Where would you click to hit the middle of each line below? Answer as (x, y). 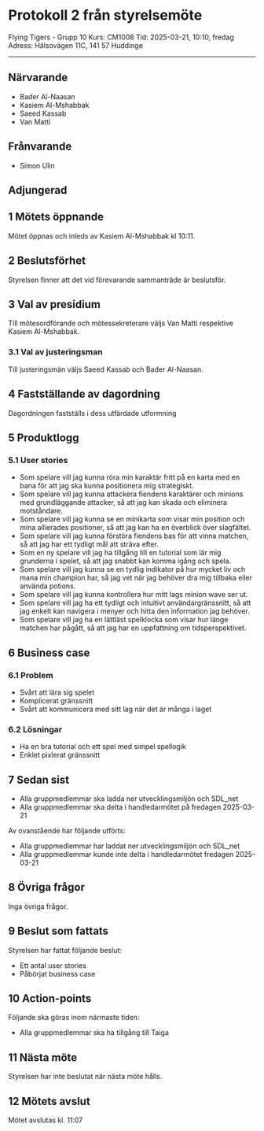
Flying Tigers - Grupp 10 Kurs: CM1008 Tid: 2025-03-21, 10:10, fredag (121, 37)
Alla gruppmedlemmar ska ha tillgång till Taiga (94, 1033)
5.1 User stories (38, 460)
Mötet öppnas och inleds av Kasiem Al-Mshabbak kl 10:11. (102, 235)
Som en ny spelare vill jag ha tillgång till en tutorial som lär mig (120, 553)
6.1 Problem (31, 675)
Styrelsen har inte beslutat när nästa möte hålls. (85, 1077)
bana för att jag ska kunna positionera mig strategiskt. (106, 486)
